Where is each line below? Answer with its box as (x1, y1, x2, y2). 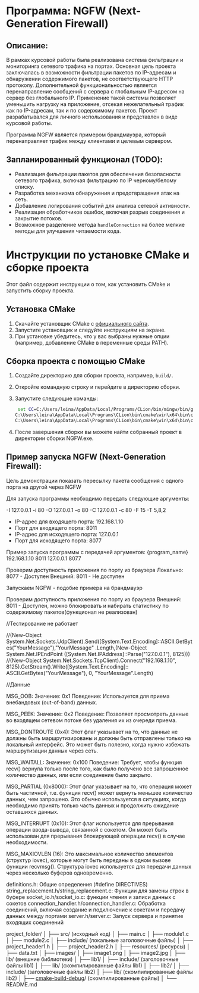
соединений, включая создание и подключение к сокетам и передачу (6, 906, 185, 913)
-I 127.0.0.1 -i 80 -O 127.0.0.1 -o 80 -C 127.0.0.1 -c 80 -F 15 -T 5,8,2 (6, 506, 166, 513)
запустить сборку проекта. (6, 287, 75, 294)
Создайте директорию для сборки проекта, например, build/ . (14, 372, 173, 379)
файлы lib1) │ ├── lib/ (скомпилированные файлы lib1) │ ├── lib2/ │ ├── (6, 961, 189, 969)
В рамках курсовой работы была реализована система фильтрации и (6, 57, 184, 63)
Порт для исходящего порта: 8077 (14, 537, 102, 544)
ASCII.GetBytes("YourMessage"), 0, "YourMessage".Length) (6, 669, 153, 676)
